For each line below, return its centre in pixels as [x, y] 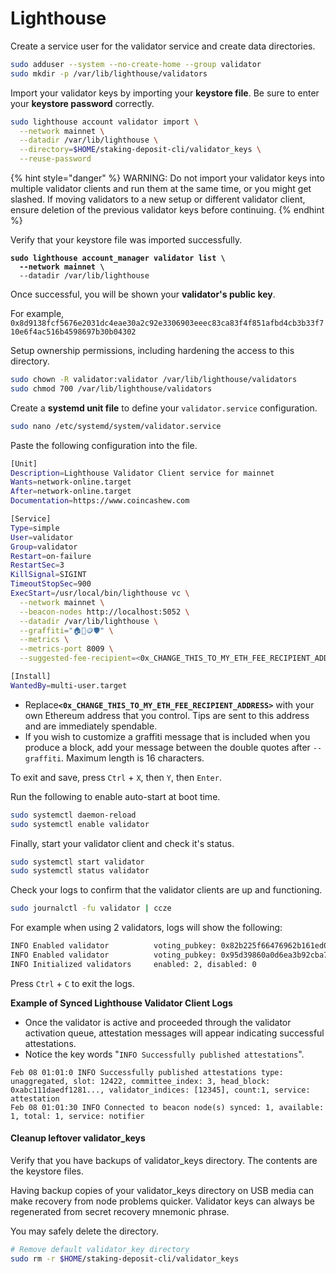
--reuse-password [55, 159]
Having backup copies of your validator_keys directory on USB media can [162, 1191]
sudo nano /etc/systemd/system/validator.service [116, 426]
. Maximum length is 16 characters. [133, 758]
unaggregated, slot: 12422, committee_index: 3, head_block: [140, 1081]
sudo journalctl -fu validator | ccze [91, 908]
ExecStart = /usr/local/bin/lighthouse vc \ [100, 593]
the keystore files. [47, 1171]
